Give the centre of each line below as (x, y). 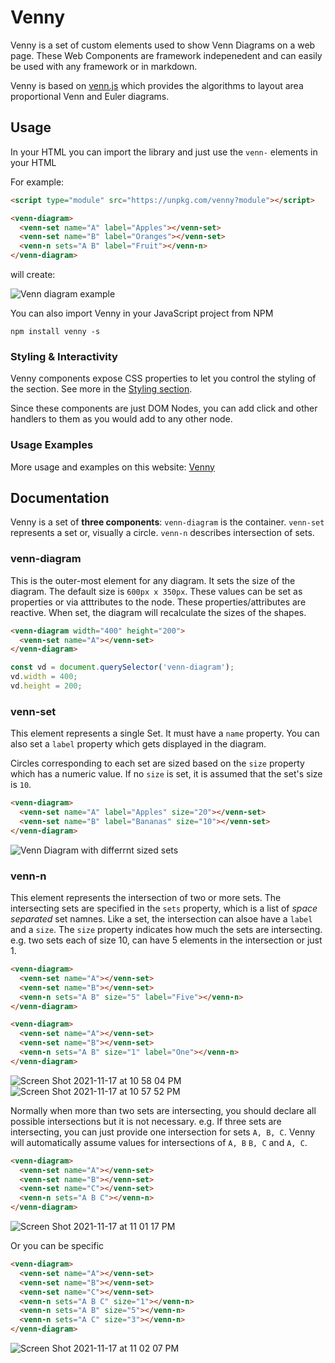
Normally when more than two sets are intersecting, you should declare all (163, 1110)
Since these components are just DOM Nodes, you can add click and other (164, 408)
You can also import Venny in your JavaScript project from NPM (142, 313)
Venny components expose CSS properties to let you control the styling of (163, 378)
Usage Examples (52, 445)
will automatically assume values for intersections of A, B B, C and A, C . (159, 1142)
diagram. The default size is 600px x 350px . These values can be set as (156, 591)
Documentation (60, 497)
